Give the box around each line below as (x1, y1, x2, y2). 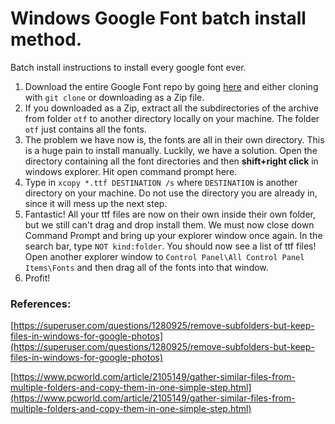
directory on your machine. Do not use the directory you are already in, (24, 187, 318, 199)
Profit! (24, 272, 51, 284)
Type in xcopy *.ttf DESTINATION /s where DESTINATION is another (24, 176, 298, 188)
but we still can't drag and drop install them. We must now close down (24, 218, 315, 231)
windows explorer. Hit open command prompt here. (24, 165, 238, 177)
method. (10, 28, 83, 51)
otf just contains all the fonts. (24, 123, 147, 135)
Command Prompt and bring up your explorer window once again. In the (24, 229, 323, 241)
